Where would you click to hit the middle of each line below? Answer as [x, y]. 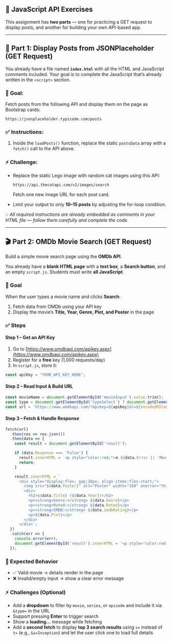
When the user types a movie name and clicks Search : [63, 297]
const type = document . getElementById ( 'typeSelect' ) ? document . [76, 402]
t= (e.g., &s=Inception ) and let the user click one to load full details [83, 633]
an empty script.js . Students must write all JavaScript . [65, 272]
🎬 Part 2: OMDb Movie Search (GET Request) [79, 241]
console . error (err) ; [36, 539]
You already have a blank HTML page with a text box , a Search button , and [85, 267]
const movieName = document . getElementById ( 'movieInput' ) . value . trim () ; [84, 397]
